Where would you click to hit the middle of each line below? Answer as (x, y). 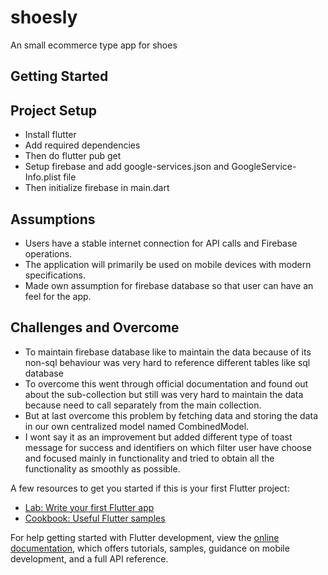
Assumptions (53, 219)
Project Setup (54, 110)
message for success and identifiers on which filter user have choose (168, 447)
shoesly (44, 17)
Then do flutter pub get (73, 156)
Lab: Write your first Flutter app (89, 507)
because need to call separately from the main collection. (143, 405)
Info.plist (43, 177)
